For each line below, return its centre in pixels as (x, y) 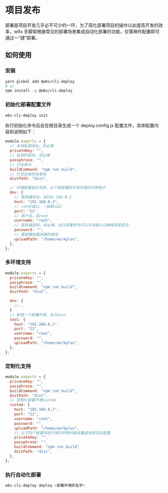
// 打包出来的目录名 (28, 174)
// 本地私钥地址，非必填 (32, 146)
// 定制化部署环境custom (33, 400)
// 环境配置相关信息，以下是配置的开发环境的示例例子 (58, 188)
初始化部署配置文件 (28, 105)
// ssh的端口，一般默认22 (38, 207)
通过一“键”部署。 (22, 38)
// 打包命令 (20, 165)
